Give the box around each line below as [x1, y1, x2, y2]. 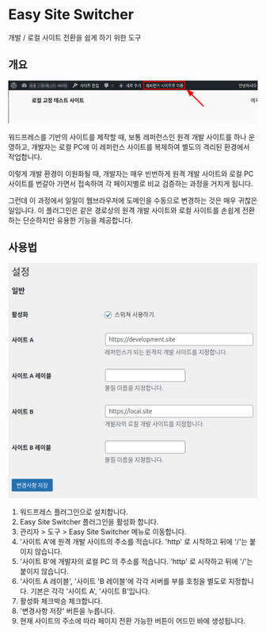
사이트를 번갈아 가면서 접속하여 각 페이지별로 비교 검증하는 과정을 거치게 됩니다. [8, 178, 253, 188]
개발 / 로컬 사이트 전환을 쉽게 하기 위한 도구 [8, 32, 142, 42]
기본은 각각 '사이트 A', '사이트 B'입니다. [30, 586, 150, 596]
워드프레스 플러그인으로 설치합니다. [19, 507, 128, 517]
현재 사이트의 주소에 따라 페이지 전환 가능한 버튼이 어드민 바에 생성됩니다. [19, 616, 246, 626]
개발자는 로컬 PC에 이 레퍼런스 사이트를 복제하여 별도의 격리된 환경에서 [31, 142, 250, 151]
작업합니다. [8, 152, 43, 162]
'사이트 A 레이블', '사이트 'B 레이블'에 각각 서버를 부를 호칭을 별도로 [19, 577, 227, 586]
